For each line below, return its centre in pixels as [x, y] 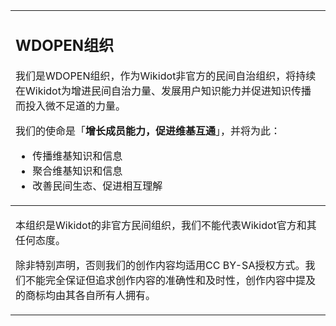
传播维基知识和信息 [77, 156]
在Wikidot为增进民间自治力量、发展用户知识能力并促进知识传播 [163, 91]
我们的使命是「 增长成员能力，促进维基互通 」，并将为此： [148, 131]
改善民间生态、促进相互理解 [97, 186]
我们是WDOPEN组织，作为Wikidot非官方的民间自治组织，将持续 [166, 76]
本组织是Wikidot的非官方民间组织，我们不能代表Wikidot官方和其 [166, 225]
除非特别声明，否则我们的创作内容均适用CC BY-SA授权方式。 [160, 265]
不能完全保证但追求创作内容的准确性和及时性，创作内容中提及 [171, 280]
